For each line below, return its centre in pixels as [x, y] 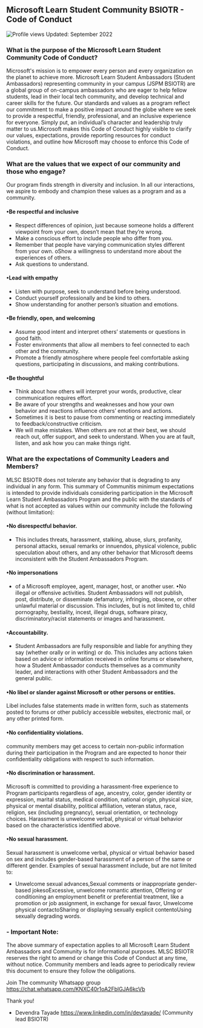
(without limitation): [30, 512]
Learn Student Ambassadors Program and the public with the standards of [99, 499]
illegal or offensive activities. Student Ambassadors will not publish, [99, 593]
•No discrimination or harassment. [51, 773]
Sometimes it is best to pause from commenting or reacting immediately [105, 417]
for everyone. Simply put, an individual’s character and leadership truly [95, 122]
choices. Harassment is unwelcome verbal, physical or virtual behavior [95, 819]
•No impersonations [32, 573]
